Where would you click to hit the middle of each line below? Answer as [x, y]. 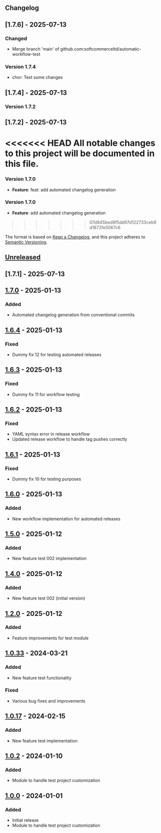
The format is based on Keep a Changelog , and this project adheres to [75, 237]
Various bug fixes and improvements [49, 701]
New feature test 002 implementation [49, 559]
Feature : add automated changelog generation [59, 213]
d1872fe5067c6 [105, 227]
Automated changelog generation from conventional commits [73, 315]
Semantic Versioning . [26, 242]
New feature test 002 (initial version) [49, 598]
